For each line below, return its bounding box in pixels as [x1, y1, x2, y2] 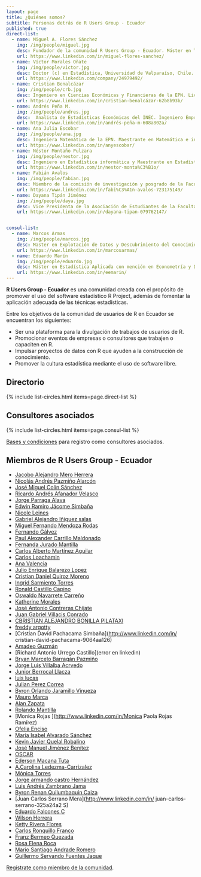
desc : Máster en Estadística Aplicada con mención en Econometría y [17, 264, 191, 270]
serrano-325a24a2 [14, 802, 62, 809]
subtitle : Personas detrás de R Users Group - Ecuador [6, 20, 146, 26]
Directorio [6, 377, 45, 388]
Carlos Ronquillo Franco [14, 827, 74, 835]
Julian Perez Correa [14, 681, 64, 688]
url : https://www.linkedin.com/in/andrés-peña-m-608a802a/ [17, 120, 167, 126]
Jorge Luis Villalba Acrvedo [14, 662, 83, 669]
